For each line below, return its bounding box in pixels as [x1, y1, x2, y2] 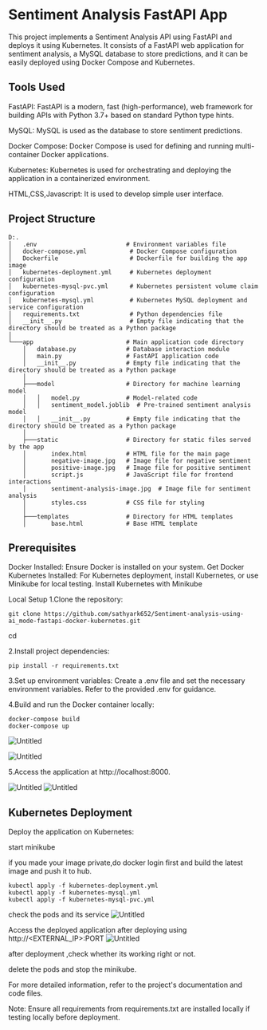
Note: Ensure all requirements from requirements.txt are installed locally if [8, 1004, 250, 1014]
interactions [8, 477, 52, 486]
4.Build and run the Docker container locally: [8, 700, 155, 709]
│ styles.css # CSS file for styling [22, 499, 205, 507]
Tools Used [8, 81, 65, 94]
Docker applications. [41, 149, 109, 159]
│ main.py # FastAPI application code [22, 352, 219, 360]
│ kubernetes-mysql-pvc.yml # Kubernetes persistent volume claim [8, 282, 259, 290]
